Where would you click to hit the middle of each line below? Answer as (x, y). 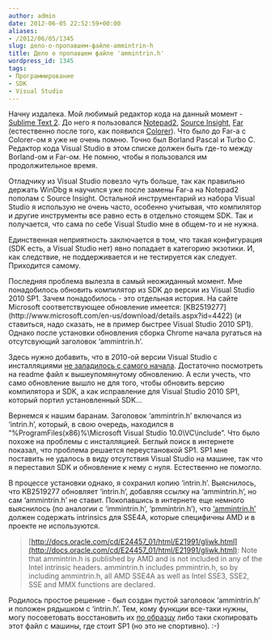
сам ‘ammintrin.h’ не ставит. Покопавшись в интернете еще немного (127, 500)
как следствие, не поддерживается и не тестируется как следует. (123, 257)
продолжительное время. (53, 166)
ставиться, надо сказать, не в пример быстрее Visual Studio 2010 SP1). (131, 324)
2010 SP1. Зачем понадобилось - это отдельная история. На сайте (123, 298)
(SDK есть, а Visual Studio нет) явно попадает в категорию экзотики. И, (131, 248)
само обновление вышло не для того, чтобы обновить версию (116, 383)
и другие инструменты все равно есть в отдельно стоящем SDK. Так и (131, 216)
